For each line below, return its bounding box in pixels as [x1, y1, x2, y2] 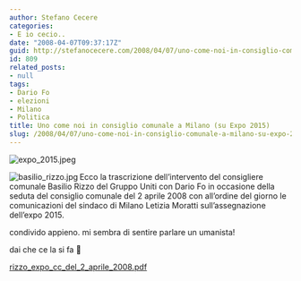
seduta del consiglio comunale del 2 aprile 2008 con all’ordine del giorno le [9, 190, 287, 201]
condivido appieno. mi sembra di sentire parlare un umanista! [9, 226, 236, 237]
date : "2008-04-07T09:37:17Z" [9, 38, 123, 47]
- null [9, 72, 34, 81]
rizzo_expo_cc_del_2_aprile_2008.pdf [9, 261, 148, 272]
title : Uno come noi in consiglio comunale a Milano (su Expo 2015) [9, 122, 271, 131]
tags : [9, 80, 30, 89]
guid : [9, 47, 30, 55]
